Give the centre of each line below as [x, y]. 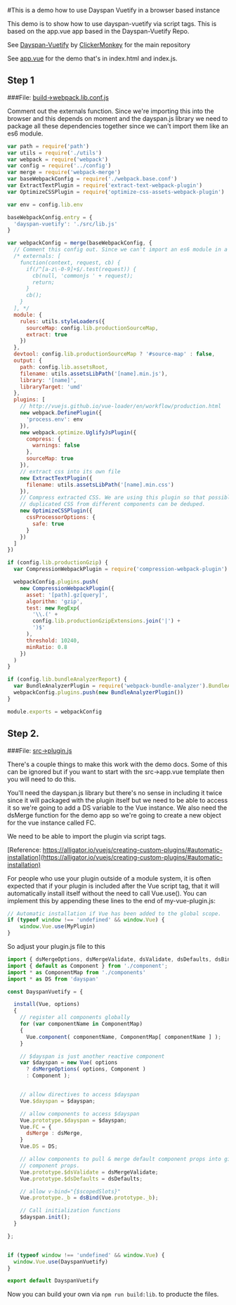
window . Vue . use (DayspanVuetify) [61, 1261]
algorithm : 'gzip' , [54, 601]
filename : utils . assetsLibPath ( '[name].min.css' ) [100, 485]
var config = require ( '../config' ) [59, 166]
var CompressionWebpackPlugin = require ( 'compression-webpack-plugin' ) [121, 569]
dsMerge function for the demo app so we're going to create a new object [114, 815]
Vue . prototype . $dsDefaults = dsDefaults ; [81, 1179]
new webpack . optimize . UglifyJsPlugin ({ [78, 432]
